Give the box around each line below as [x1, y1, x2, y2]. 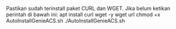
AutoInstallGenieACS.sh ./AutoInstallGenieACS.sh [6, 17, 125, 24]
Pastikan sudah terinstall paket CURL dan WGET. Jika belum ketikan [6, 5, 171, 12]
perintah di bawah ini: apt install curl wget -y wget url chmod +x [6, 11, 161, 18]
